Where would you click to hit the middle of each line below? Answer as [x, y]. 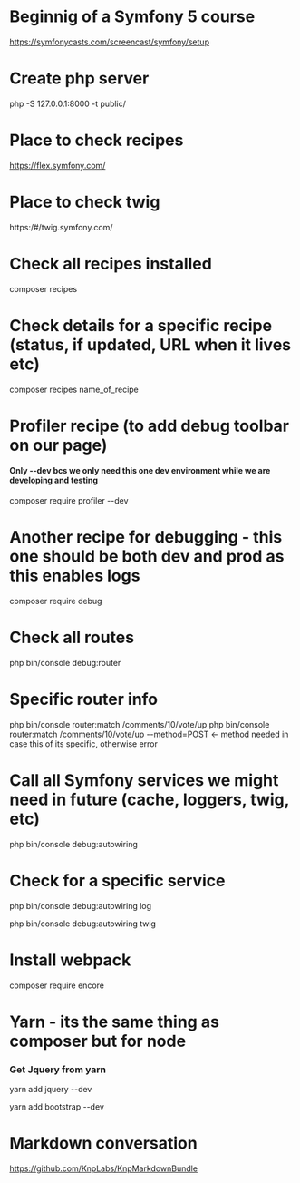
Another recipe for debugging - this [146, 538]
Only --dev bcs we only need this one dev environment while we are [140, 471]
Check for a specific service [117, 880]
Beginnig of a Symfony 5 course [132, 17]
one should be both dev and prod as [147, 557]
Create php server [79, 78]
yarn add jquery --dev [51, 1090]
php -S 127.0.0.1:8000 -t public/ [68, 103]
